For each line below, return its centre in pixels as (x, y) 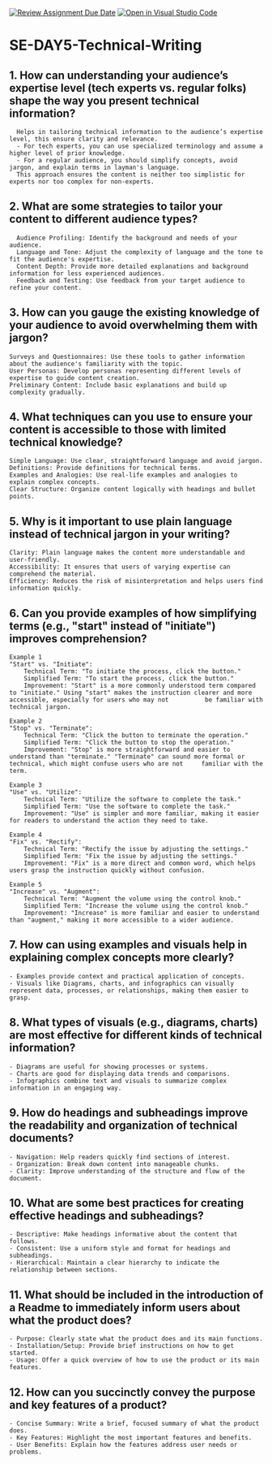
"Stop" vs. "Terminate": (51, 728)
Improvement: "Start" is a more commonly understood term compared (140, 686)
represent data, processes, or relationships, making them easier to (129, 991)
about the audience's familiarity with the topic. (96, 364)
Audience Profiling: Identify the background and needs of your (127, 238)
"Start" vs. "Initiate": (51, 665)
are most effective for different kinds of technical (136, 1035)
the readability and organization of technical (123, 1126)
